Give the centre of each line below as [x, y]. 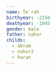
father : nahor [24, 35]
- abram [22, 46]
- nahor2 [23, 52]
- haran [22, 57]
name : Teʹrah [23, 12]
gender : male [23, 29]
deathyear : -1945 [28, 23]
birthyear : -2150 [28, 18]
